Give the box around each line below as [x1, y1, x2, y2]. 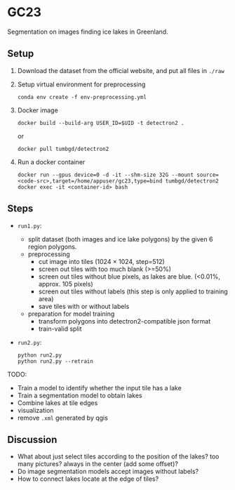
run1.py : [17, 221, 42, 230]
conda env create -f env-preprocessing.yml [17, 93, 147, 100]
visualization [17, 406, 54, 414]
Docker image [17, 106, 58, 114]
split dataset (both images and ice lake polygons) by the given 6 [27, 234, 213, 243]
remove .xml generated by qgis [17, 413, 109, 422]
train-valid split [38, 324, 82, 333]
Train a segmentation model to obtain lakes [17, 391, 142, 399]
